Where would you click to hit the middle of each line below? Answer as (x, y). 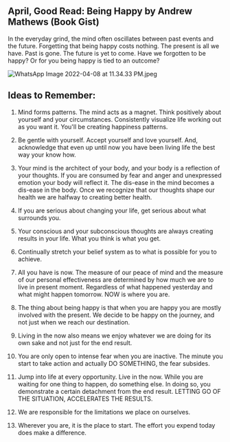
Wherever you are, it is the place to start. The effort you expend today (116, 425)
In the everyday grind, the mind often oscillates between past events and (111, 38)
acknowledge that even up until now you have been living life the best (116, 147)
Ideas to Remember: (52, 96)
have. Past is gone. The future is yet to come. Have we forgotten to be (107, 53)
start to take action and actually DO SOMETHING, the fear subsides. (114, 363)
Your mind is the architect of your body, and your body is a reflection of (119, 168)
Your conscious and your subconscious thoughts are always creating (115, 231)
